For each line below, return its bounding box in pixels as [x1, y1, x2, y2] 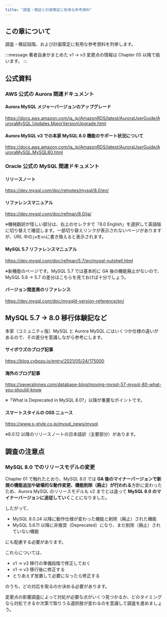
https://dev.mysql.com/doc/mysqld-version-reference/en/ [5, 298, 125, 304]
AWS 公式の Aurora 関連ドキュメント [5, 90, 94, 97]
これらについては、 [5, 549, 45, 555]
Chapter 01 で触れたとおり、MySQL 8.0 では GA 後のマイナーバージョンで [5, 476, 157, 481]
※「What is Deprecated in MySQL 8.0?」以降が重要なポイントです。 [5, 397, 145, 403]
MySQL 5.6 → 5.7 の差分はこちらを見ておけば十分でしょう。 [5, 274, 129, 280]
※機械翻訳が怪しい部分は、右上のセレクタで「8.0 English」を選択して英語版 [5, 221, 162, 227]
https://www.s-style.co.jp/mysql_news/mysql [5, 421, 98, 427]
